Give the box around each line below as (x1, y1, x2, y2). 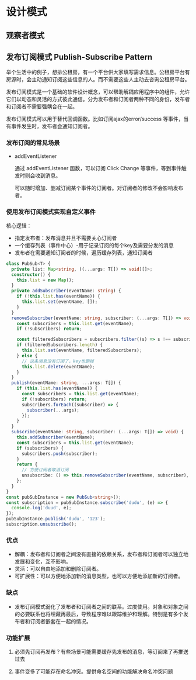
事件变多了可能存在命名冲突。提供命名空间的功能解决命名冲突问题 (14, 668, 173, 675)
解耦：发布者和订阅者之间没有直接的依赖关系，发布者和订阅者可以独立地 (14, 551, 188, 558)
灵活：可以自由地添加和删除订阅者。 (14, 565, 102, 572)
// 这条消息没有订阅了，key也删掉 (21, 358, 94, 364)
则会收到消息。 (24, 172, 61, 179)
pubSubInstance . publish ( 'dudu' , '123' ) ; (6, 516, 106, 522)
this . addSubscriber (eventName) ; (16, 434, 95, 440)
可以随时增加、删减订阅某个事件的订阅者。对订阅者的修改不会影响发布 (14, 184, 184, 191)
